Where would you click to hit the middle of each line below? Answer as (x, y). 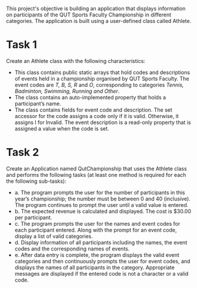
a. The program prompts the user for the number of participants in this (100, 192)
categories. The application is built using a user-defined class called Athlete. (99, 21)
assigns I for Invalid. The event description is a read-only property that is (103, 122)
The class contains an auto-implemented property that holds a (90, 97)
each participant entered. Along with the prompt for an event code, (96, 230)
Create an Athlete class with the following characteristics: (76, 61)
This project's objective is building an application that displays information (96, 9)
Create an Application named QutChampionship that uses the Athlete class (96, 168)
